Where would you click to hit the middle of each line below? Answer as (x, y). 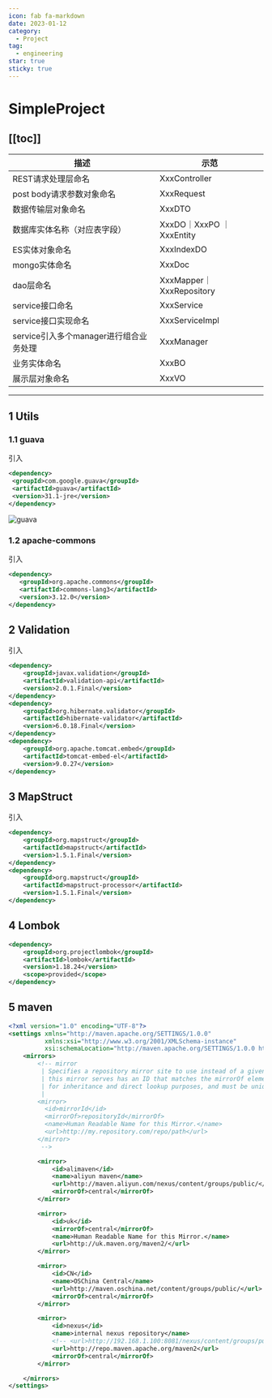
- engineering (39, 54)
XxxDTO (175, 209)
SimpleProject (57, 108)
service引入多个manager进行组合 (76, 336)
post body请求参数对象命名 (64, 194)
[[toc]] (25, 139)
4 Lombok (34, 926)
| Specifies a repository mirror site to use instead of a (142, 1072)
